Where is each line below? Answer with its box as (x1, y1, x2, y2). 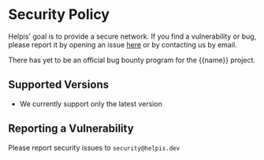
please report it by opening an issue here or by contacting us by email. (8, 39, 238, 49)
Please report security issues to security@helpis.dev (8, 143, 180, 152)
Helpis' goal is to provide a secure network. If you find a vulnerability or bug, (8, 32, 257, 41)
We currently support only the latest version (19, 99, 163, 108)
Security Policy (8, 6, 110, 24)
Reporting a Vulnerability (8, 122, 134, 136)
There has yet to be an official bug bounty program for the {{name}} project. (8, 55, 256, 65)
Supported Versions (8, 78, 109, 91)
